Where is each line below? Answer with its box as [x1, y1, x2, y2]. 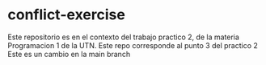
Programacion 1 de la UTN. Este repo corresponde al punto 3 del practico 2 [7, 40, 258, 50]
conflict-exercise [7, 6, 126, 24]
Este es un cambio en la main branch [7, 49, 131, 59]
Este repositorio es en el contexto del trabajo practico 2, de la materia [7, 32, 240, 42]
